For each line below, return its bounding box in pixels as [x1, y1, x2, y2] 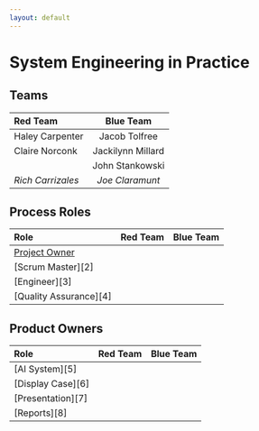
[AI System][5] [14, 362, 78, 375]
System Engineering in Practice [9, 51, 250, 72]
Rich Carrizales [14, 173, 79, 186]
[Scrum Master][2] [14, 261, 94, 273]
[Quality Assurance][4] [14, 290, 112, 303]
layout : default [9, 13, 70, 23]
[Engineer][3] [14, 276, 72, 289]
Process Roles [9, 205, 92, 220]
